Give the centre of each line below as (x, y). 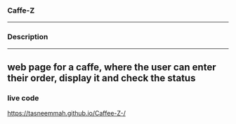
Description (28, 37)
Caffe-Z (21, 11)
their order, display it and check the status (101, 78)
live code (23, 98)
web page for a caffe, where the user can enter (112, 67)
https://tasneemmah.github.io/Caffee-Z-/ (67, 113)
